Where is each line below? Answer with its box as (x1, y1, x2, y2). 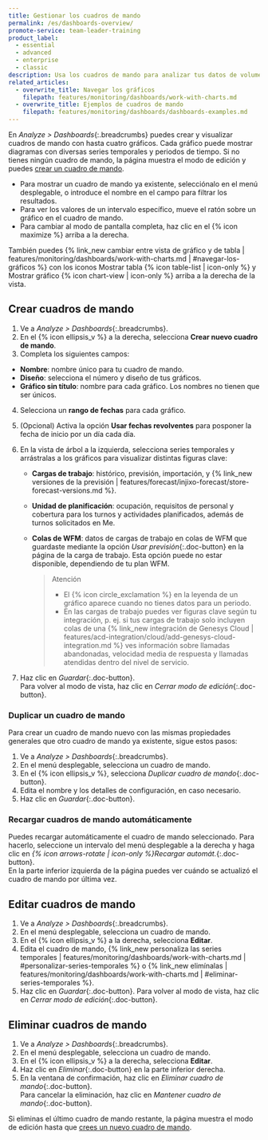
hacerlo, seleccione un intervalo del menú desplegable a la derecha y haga (8, 840, 255, 850)
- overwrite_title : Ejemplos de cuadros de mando (15, 100, 183, 108)
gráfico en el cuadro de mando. (19, 213, 124, 222)
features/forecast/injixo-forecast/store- (120, 477, 250, 486)
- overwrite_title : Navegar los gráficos (15, 85, 156, 94)
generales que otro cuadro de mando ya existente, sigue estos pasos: (8, 737, 238, 746)
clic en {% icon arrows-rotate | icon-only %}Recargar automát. (8, 849, 217, 859)
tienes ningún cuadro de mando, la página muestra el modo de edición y (8, 155, 246, 164)
